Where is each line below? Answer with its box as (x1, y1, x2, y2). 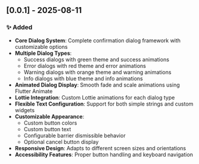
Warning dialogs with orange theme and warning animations (23, 69, 172, 76)
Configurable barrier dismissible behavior (23, 132, 126, 139)
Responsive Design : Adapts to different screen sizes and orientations (14, 144, 186, 151)
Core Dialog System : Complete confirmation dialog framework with (14, 36, 181, 44)
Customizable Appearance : (14, 113, 85, 120)
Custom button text (23, 125, 71, 132)
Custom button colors (23, 119, 77, 126)
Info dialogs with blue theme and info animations (23, 75, 143, 82)
